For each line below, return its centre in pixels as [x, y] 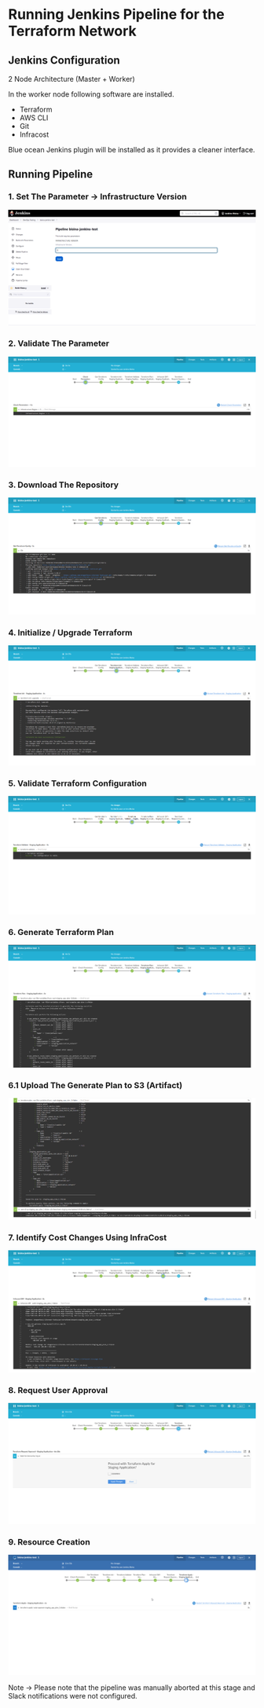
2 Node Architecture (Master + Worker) [71, 79]
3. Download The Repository [64, 485]
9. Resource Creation [49, 1541]
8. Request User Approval [58, 1390]
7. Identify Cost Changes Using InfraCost [88, 1237]
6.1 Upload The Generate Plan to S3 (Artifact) [95, 1085]
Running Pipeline [51, 174]
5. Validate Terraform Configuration [77, 783]
